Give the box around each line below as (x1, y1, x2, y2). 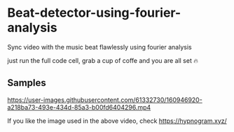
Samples (7, 77, 47, 89)
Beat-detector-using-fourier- (7, 5, 181, 21)
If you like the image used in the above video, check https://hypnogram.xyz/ (7, 117, 228, 125)
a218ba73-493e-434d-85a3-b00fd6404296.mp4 (7, 103, 151, 111)
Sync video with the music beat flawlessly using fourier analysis (7, 43, 192, 51)
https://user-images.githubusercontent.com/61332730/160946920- (7, 96, 203, 104)
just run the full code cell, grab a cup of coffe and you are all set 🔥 (7, 56, 198, 64)
